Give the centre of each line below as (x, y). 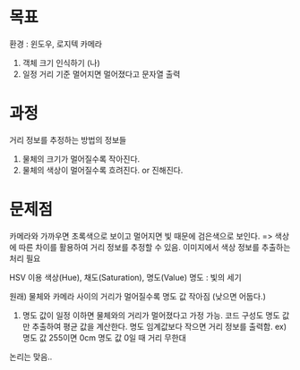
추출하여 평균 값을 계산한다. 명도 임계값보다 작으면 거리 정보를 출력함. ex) (159, 326)
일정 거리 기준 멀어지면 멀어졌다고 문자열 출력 (101, 74)
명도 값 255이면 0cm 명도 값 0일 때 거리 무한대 (104, 337)
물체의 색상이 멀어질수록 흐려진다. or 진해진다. (103, 170)
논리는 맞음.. (31, 357)
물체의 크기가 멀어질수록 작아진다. (81, 159)
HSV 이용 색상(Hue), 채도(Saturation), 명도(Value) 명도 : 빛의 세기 (125, 277)
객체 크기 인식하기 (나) (61, 63)
